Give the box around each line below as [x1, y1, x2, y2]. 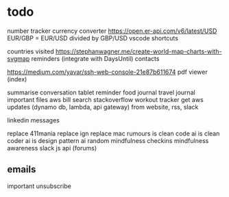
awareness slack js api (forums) [7, 144, 97, 152]
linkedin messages [7, 116, 60, 124]
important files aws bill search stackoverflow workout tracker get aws [7, 95, 204, 103]
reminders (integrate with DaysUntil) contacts [31, 54, 160, 62]
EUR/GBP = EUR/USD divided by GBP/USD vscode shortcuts [7, 34, 178, 42]
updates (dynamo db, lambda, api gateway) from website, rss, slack [7, 103, 199, 111]
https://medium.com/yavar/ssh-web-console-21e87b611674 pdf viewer [7, 68, 208, 76]
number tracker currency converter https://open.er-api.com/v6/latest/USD [7, 27, 217, 35]
